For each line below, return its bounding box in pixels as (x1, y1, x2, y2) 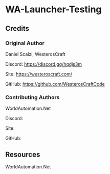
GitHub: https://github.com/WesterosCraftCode (5, 81, 105, 87)
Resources (5, 150, 40, 159)
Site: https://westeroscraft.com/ (5, 71, 73, 77)
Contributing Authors (5, 93, 60, 101)
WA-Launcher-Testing (5, 4, 102, 15)
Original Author (5, 40, 45, 47)
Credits (5, 24, 30, 33)
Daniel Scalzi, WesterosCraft (5, 51, 65, 57)
